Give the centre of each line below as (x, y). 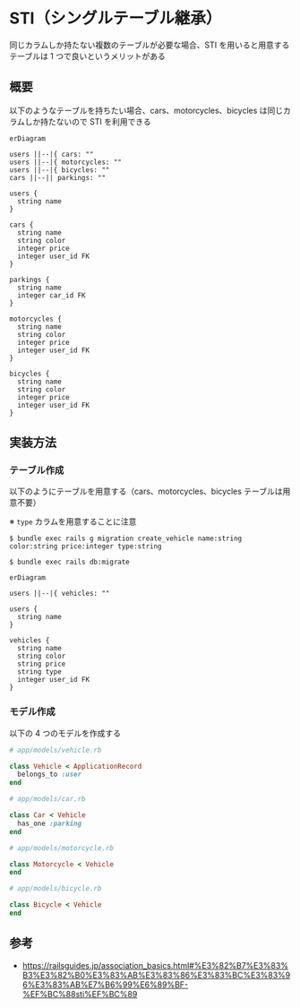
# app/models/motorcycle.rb (62, 848)
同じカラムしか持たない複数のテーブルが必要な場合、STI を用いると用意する (150, 45)
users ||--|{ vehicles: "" (60, 594)
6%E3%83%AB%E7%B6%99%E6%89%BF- (105, 984)
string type (40, 672)
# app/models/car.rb (48, 799)
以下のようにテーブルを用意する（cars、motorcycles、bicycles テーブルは (146, 491)
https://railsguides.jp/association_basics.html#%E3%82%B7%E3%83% (155, 965)
